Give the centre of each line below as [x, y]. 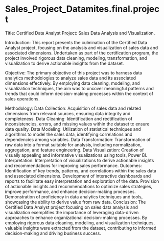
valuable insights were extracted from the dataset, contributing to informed [81, 228]
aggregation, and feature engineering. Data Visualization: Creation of [75, 150]
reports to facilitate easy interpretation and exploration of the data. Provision [82, 181]
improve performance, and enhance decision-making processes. [70, 192]
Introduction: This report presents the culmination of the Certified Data [76, 42]
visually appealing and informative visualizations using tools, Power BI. [76, 155]
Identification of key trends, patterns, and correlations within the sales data [81, 170]
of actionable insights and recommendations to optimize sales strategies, [79, 186]
